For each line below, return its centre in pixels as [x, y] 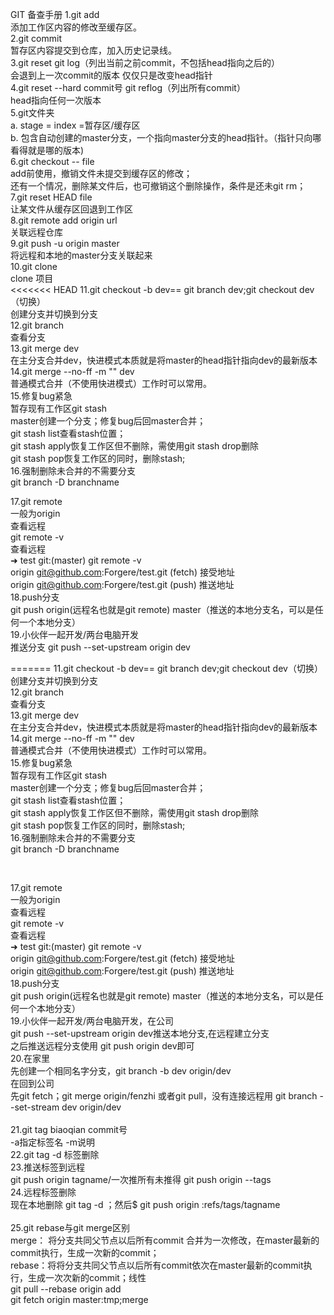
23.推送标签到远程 [47, 1167]
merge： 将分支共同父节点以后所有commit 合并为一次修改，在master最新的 [165, 1240]
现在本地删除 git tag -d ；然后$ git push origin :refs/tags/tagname [145, 1204]
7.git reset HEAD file [51, 197]
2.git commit [36, 38]
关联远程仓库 [36, 232]
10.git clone [34, 266]
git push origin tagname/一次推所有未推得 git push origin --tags [141, 1179]
